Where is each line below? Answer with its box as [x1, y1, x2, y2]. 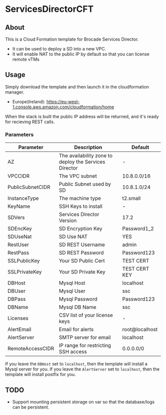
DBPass [7, 296, 26, 303]
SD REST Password [59, 249, 104, 256]
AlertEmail [7, 326, 32, 333]
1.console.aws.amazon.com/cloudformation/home [12, 104, 115, 110]
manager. [5, 89, 25, 95]
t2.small [122, 195, 141, 202]
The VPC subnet [59, 173, 97, 180]
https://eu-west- [46, 98, 80, 104]
